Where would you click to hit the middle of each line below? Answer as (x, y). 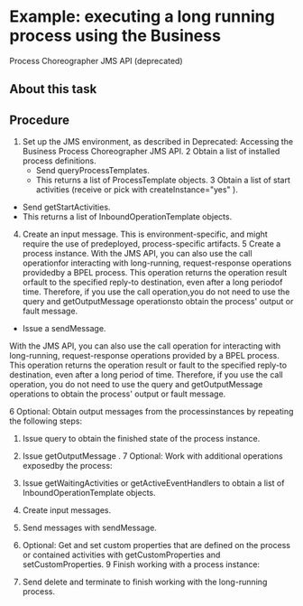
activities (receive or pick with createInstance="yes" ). (137, 190)
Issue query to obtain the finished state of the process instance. (141, 439)
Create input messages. (67, 510)
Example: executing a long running (142, 17)
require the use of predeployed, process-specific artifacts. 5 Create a (151, 244)
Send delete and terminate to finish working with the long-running (145, 582)
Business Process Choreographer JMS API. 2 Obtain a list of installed (151, 152)
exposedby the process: (67, 466)
